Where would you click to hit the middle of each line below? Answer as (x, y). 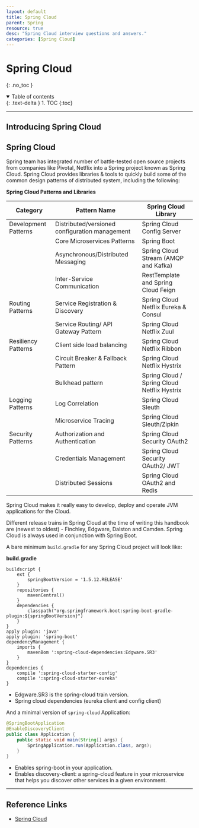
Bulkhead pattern (79, 383)
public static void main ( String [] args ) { (70, 740)
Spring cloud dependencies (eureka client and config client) (88, 701)
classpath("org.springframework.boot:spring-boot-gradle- (100, 611)
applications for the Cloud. (38, 512)
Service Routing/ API (84, 324)
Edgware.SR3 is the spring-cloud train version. (72, 694)
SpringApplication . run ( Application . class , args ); (90, 745)
